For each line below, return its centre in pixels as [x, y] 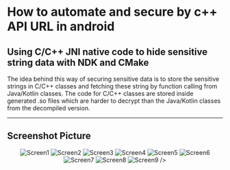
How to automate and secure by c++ [112, 12]
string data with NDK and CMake [78, 62]
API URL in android [61, 26]
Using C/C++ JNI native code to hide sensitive [107, 52]
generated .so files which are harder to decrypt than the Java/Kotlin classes [114, 101]
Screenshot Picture [49, 136]
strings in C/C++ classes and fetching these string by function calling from [112, 86]
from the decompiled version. [49, 108]
